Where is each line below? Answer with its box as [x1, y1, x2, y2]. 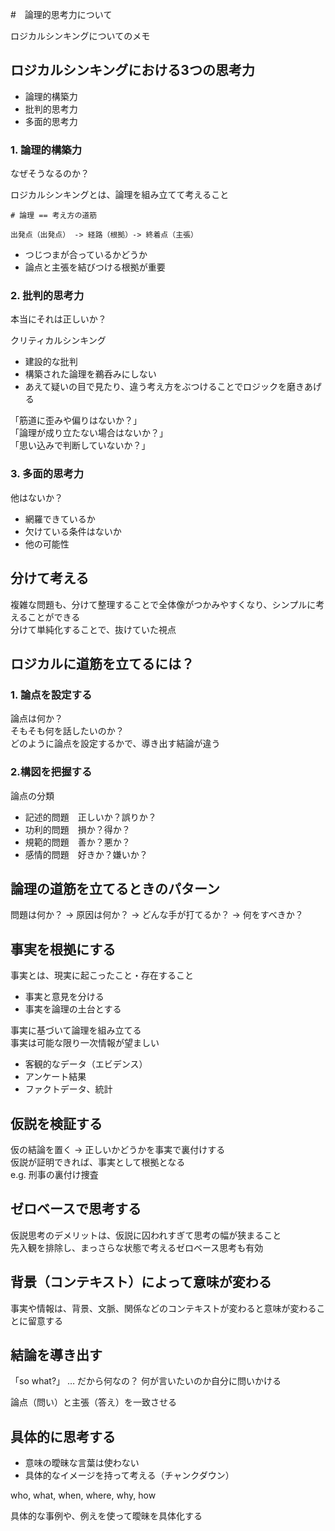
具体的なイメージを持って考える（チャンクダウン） [24, 1469, 235, 1482]
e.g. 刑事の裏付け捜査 [10, 1168, 99, 1180]
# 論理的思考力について [10, 9, 113, 20]
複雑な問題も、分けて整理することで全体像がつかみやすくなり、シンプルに [10, 598, 317, 610]
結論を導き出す [10, 1346, 103, 1363]
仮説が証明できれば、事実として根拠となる [10, 1156, 186, 1168]
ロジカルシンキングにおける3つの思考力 [10, 62, 255, 79]
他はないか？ [10, 491, 63, 503]
